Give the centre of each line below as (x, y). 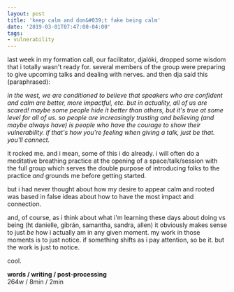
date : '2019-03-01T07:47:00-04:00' (59, 27)
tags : (15, 33)
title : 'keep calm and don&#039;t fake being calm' (84, 20)
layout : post (26, 14)
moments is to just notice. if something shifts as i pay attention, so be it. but (116, 240)
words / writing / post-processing (57, 275)
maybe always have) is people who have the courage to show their (104, 125)
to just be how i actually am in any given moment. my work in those (104, 233)
